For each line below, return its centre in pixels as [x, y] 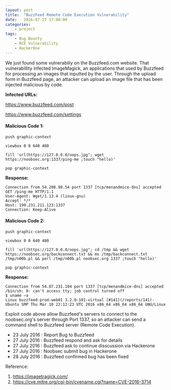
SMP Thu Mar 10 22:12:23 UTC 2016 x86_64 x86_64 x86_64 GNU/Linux [94, 305]
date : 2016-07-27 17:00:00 [36, 19]
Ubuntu [12, 305]
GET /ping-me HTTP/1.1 [29, 192]
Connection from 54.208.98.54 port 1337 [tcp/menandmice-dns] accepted [83, 187]
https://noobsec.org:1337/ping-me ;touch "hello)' [60, 159]
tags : [11, 34]
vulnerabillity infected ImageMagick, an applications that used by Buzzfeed [84, 68]
